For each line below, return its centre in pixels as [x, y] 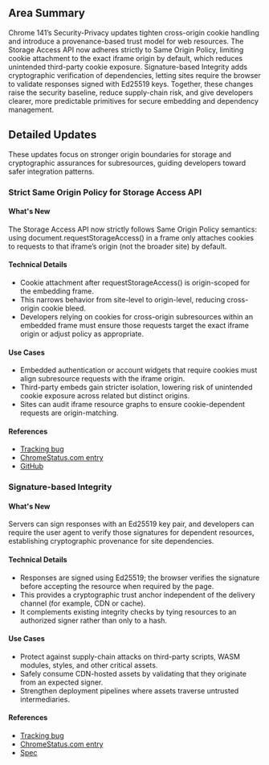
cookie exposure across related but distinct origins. [105, 396]
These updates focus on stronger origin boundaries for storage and [120, 154]
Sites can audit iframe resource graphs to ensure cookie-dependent [132, 405]
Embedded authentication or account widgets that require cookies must [139, 370]
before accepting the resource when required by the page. [117, 586]
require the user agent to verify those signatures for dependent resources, [131, 533]
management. [31, 109]
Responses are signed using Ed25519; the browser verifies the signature [140, 578]
